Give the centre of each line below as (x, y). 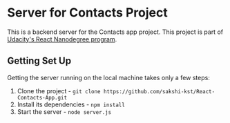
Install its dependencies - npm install (71, 104)
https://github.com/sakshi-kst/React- (159, 91)
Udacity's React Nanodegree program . (62, 39)
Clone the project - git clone (59, 91)
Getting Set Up (39, 61)
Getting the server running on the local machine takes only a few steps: (109, 77)
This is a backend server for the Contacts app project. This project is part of (115, 32)
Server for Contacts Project (87, 13)
